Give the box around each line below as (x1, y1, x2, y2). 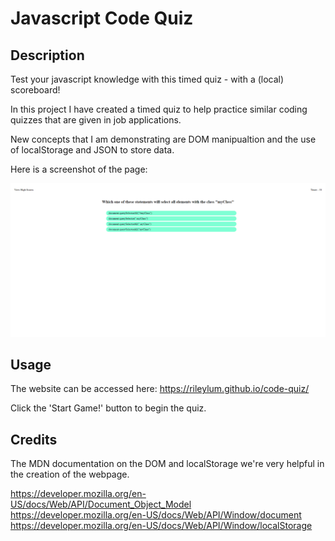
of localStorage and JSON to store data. (10, 144, 175, 156)
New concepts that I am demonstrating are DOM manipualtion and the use (10, 133, 317, 145)
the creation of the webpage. (10, 468, 130, 481)
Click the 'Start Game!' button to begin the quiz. (10, 402, 207, 414)
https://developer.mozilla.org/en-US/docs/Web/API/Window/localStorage (10, 520, 313, 532)
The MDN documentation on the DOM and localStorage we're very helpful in (10, 458, 325, 470)
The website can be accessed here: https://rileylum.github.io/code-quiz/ (10, 383, 310, 395)
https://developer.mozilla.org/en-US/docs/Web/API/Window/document (10, 509, 302, 521)
